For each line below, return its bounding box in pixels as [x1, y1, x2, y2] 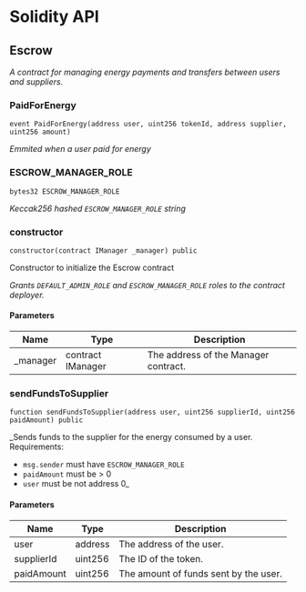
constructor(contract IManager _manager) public [9, 246, 198, 256]
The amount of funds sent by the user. [117, 567, 283, 579]
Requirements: [9, 441, 64, 452]
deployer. [9, 289, 45, 300]
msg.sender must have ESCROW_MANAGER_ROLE [22, 459, 185, 470]
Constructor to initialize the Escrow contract [9, 262, 175, 273]
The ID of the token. [117, 552, 203, 565]
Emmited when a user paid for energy [9, 144, 152, 155]
